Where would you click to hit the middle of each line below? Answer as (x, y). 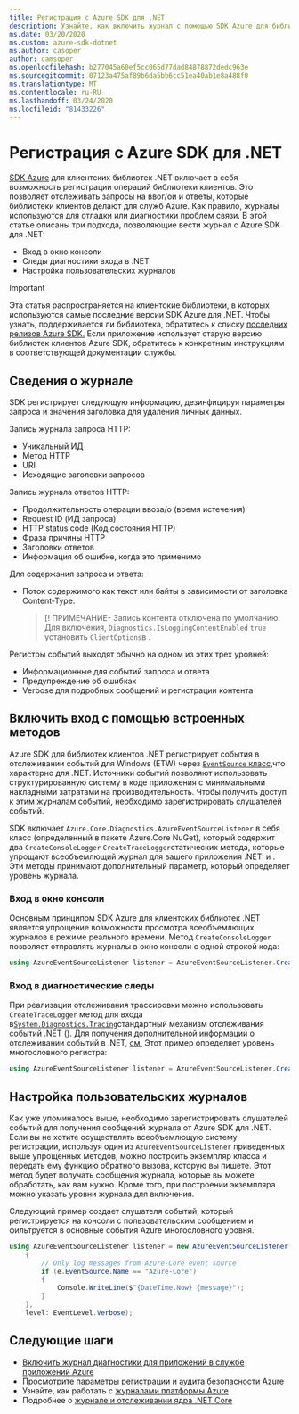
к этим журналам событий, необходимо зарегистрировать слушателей (145, 801)
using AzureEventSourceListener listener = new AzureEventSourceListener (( (153, 1246)
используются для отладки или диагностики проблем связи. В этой (138, 216)
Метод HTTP (46, 455)
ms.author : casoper (45, 51)
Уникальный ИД (53, 446)
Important (27, 288)
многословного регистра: (58, 1053)
